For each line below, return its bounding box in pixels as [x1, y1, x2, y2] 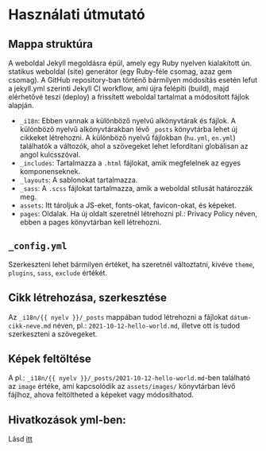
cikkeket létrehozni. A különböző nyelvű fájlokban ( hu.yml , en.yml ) [19, 133, 236, 142]
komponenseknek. [19, 167, 81, 176]
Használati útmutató [8, 6, 145, 24]
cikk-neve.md [8, 322, 52, 330]
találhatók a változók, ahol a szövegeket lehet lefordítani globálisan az [19, 142, 249, 150]
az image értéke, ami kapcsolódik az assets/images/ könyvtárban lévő [8, 382, 236, 391]
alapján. [8, 101, 34, 110]
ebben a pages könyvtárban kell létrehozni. [19, 217, 161, 227]
